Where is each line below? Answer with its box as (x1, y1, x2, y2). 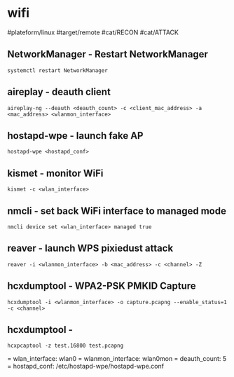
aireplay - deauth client (7, 86, 111, 98)
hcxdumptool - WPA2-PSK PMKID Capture (7, 280, 196, 292)
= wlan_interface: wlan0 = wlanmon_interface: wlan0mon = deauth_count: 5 (7, 355, 227, 363)
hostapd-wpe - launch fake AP (7, 130, 144, 142)
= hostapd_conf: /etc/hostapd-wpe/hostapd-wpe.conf (7, 362, 165, 371)
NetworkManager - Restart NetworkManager (7, 48, 209, 60)
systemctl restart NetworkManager (7, 67, 109, 74)
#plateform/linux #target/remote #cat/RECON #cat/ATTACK (7, 28, 179, 36)
